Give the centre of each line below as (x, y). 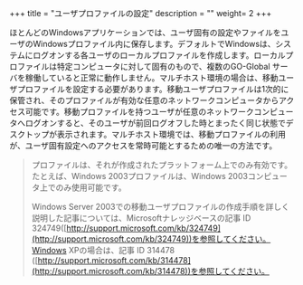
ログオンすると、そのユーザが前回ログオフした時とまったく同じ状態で (156, 123)
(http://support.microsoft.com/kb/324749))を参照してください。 (151, 239)
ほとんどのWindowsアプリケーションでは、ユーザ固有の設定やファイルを (146, 33)
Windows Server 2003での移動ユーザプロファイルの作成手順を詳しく (160, 207)
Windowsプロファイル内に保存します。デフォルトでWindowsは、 (154, 44)
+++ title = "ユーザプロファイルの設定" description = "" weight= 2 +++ (141, 13)
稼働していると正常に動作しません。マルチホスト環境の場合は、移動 (151, 78)
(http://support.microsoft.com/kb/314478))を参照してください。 (150, 271)
